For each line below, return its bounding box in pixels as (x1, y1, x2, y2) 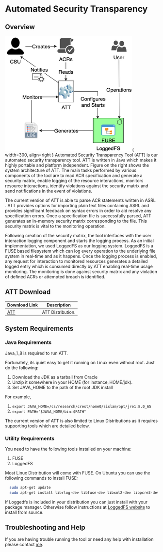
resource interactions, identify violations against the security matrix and (5, 183, 148, 189)
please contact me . (5, 541, 44, 547)
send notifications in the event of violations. (5, 188, 92, 194)
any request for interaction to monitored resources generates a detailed (5, 259, 148, 264)
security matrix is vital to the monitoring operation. (5, 223, 106, 229)
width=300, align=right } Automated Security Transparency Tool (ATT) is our (5, 152, 158, 158)
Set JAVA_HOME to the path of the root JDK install (12, 384, 113, 390)
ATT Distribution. (42, 309, 76, 315)
